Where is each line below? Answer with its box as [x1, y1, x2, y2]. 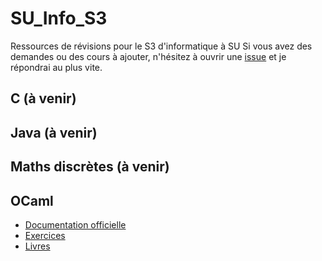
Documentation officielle [24, 218, 127, 231]
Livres [24, 240, 51, 252]
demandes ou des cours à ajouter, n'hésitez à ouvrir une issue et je [10, 50, 287, 62]
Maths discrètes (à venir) [10, 158, 170, 176]
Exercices [24, 229, 66, 241]
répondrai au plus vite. [10, 61, 103, 73]
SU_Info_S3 [10, 7, 108, 30]
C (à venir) [10, 90, 77, 107]
